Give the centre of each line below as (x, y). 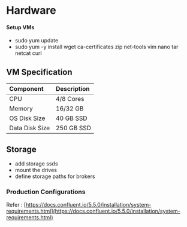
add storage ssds (36, 164)
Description (73, 89)
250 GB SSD (74, 128)
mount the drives (36, 170)
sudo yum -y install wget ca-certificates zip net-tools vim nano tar (96, 47)
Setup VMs (20, 27)
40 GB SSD (72, 118)
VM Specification (40, 72)
